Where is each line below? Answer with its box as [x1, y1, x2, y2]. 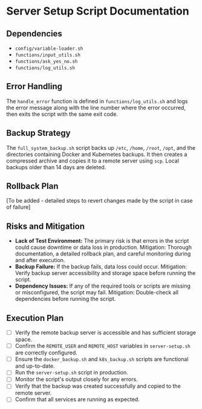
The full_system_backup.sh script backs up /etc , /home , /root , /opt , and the [6, 144, 195, 151]
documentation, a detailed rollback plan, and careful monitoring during [15, 250, 191, 257]
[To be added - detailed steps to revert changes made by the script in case [6, 197, 193, 204]
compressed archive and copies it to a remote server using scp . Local [6, 157, 180, 164]
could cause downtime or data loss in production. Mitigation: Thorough [15, 244, 192, 251]
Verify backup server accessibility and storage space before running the [15, 269, 196, 277]
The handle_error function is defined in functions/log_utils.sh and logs [6, 97, 188, 104]
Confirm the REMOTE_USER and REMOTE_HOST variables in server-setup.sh [15, 342, 191, 350]
